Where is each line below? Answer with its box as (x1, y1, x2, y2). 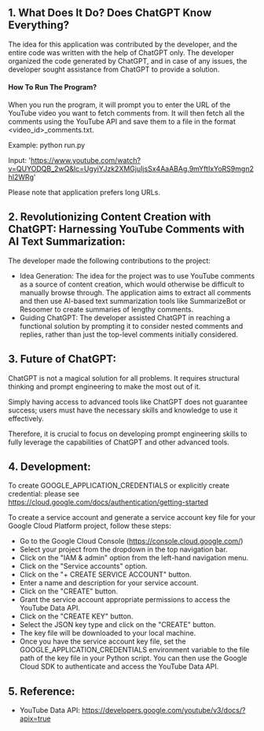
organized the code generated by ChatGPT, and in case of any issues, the (8, 56, 247, 65)
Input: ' (8, 156, 31, 165)
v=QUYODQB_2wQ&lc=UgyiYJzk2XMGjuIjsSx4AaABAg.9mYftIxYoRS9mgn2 (8, 164, 254, 174)
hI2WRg (8, 172, 34, 182)
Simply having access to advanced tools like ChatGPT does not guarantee (8, 397, 248, 406)
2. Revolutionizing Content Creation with (8, 210, 211, 223)
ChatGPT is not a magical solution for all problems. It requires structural (8, 373, 240, 382)
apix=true (19, 714, 51, 723)
